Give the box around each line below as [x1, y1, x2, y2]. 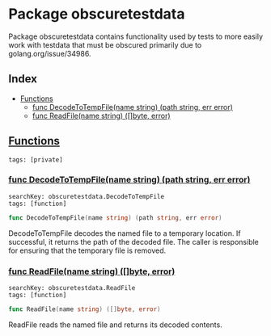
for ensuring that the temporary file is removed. [8, 246, 167, 255]
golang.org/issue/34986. [8, 48, 91, 58]
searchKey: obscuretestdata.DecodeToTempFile [8, 192, 164, 200]
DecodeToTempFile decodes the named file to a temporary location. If [8, 228, 241, 238]
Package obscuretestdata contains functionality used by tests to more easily [8, 31, 264, 41]
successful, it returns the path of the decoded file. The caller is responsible [8, 237, 259, 246]
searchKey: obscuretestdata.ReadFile [8, 284, 136, 292]
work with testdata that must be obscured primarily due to [8, 40, 202, 49]
